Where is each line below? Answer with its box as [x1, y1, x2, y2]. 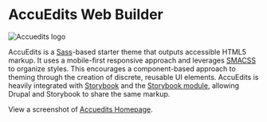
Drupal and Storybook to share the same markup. [8, 89, 171, 98]
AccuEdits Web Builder [8, 6, 163, 24]
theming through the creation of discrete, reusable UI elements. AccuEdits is [8, 72, 259, 82]
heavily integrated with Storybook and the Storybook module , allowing [8, 81, 240, 90]
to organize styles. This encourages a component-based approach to [8, 63, 237, 73]
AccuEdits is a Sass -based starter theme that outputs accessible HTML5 [8, 47, 247, 56]
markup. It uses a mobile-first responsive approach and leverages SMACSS [8, 55, 257, 65]
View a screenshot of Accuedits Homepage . [8, 105, 153, 114]
